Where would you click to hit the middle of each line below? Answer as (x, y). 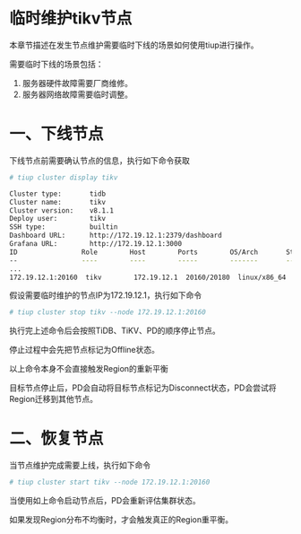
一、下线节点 (57, 134)
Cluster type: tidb (57, 194)
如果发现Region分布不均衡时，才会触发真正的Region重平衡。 (121, 520)
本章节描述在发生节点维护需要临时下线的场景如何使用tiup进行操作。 (134, 45)
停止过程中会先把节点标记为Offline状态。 (84, 350)
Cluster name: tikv (57, 202)
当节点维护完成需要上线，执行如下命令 (80, 465)
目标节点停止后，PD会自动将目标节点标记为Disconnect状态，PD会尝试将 (143, 388)
